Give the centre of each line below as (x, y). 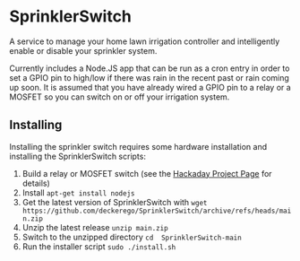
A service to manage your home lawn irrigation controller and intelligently (145, 41)
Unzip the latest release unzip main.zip (95, 227)
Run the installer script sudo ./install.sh (99, 246)
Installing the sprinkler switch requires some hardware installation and (138, 146)
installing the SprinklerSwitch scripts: (77, 156)
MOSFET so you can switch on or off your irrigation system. (120, 97)
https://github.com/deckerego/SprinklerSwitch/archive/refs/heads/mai (157, 211)
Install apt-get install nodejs (78, 192)
